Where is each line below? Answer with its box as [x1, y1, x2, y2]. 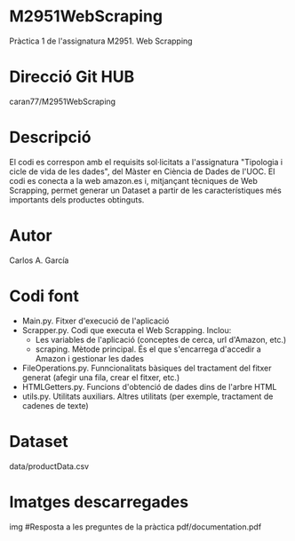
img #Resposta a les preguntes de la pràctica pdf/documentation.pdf [9, 521, 262, 532]
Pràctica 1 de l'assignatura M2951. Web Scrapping [9, 36, 193, 46]
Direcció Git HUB [9, 67, 135, 87]
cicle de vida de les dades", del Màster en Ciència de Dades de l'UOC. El [9, 166, 275, 177]
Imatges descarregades [9, 491, 189, 512]
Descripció [9, 127, 92, 147]
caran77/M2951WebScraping [9, 96, 116, 107]
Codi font [9, 286, 80, 306]
